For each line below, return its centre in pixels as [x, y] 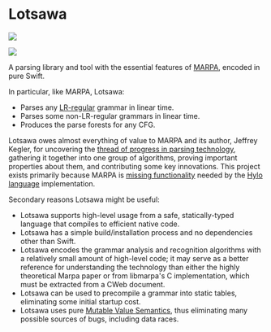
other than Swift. [48, 241]
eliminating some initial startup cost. [80, 301]
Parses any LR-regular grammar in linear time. [97, 107]
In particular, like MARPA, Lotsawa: [67, 91]
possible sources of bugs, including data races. [99, 319]
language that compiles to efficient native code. [100, 224]
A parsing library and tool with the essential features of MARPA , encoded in [134, 67]
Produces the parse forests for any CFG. [88, 124]
